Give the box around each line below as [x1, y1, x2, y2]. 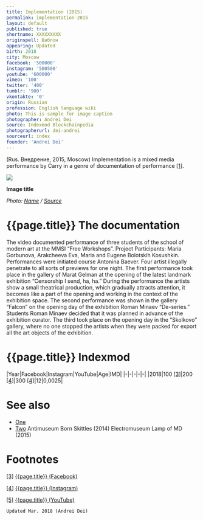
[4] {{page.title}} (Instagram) [6, 484, 78, 491]
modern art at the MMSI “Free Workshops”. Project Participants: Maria [6, 244, 182, 252]
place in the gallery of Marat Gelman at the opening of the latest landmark [6, 271, 191, 278]
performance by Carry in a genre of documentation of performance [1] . [6, 162, 184, 169]
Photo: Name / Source [6, 197, 62, 204]
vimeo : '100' [6, 77, 40, 83]
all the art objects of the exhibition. [6, 329, 93, 336]
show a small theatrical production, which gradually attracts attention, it [6, 283, 185, 291]
